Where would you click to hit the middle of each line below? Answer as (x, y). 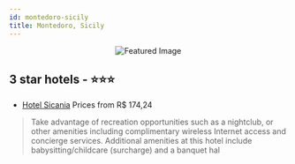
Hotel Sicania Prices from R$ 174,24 (87, 105)
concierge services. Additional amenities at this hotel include (141, 141)
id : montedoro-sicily (49, 17)
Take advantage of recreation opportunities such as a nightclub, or (152, 122)
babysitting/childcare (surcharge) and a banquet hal (125, 150)
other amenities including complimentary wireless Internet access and (159, 131)
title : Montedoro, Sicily (57, 26)
